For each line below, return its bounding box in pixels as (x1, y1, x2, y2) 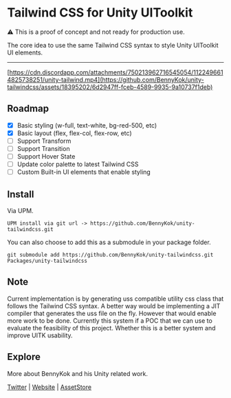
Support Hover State (16, 152, 76, 160)
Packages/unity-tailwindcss (7, 257, 88, 264)
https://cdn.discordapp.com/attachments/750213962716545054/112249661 (9, 68, 223, 77)
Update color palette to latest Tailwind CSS (16, 160, 139, 168)
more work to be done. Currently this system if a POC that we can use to (7, 316, 213, 325)
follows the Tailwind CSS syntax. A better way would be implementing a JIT (7, 301, 221, 310)
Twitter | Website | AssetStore (7, 383, 91, 391)
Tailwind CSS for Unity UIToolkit (7, 5, 193, 21)
